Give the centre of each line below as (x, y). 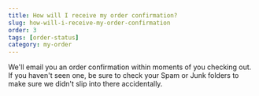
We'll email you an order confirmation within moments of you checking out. (130, 67)
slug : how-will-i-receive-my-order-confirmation (89, 23)
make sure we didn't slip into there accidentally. (85, 84)
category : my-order (40, 45)
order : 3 (22, 30)
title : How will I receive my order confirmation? (93, 15)
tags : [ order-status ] (44, 37)
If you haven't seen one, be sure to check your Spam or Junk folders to (124, 76)
